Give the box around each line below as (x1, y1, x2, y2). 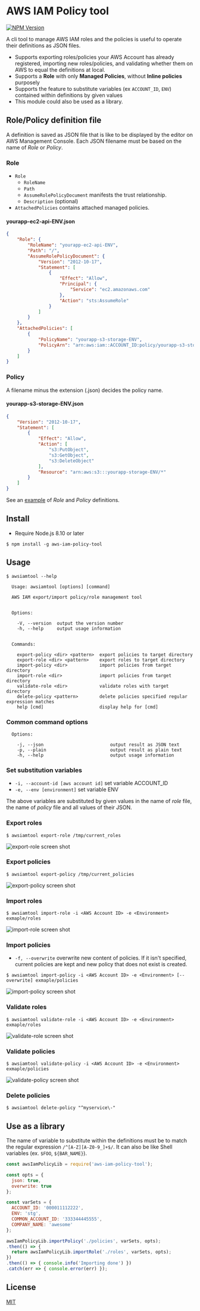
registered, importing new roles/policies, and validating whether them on (14, 60, 193, 67)
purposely (14, 79, 40, 86)
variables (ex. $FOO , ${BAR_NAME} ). (6, 1150, 87, 1157)
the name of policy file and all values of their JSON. (6, 804, 132, 811)
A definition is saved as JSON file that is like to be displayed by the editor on (6, 131, 193, 138)
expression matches (6, 699, 55, 704)
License (6, 1282, 36, 1292)
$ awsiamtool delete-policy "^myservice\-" (6, 1105, 116, 1111)
